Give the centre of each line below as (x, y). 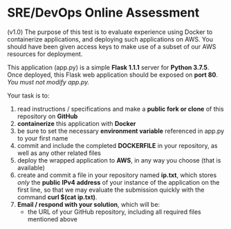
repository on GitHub (47, 116)
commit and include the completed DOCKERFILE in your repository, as (117, 145)
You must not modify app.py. (48, 82)
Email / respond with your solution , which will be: (89, 204)
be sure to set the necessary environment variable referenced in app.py (121, 131)
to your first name (43, 138)
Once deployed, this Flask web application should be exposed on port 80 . (113, 75)
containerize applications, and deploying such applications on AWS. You (110, 39)
